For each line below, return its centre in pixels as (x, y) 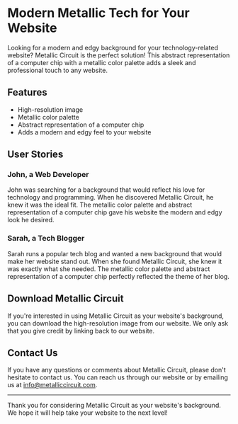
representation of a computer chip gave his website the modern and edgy (115, 212)
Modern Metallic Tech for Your (98, 13)
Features (27, 92)
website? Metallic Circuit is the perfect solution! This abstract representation (119, 55)
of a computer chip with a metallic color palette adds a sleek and (102, 62)
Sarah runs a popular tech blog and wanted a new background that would (114, 253)
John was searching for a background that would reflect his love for (106, 190)
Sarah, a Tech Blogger (46, 239)
